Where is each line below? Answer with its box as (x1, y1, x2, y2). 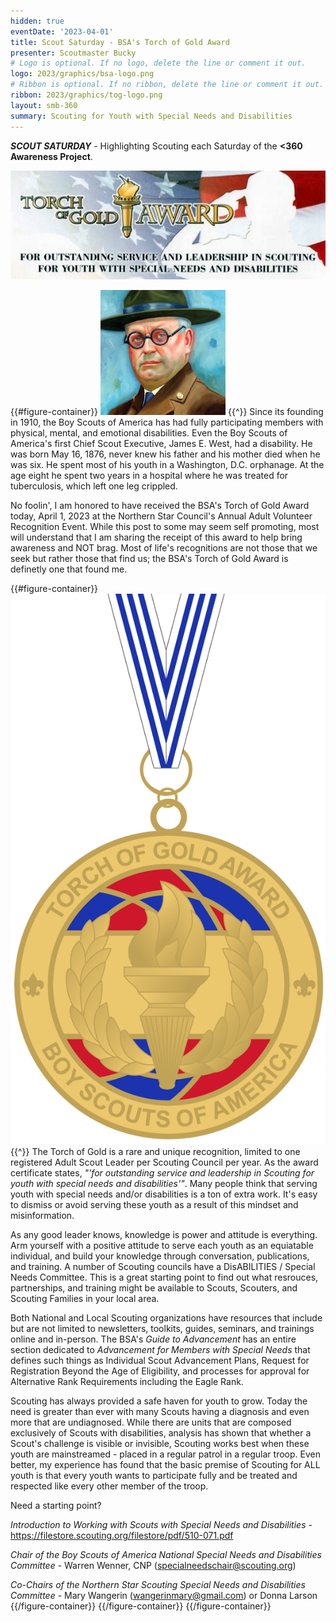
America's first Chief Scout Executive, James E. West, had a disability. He (10, 438, 313, 449)
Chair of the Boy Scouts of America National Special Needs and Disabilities (10, 1548, 322, 1560)
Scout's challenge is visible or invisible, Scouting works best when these (10, 1437, 310, 1449)
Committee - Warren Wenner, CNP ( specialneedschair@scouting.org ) (10, 1559, 297, 1571)
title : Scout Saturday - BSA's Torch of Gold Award (10, 37, 230, 47)
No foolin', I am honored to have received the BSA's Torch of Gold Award (10, 500, 310, 511)
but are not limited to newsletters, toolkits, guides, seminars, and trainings (10, 1322, 315, 1334)
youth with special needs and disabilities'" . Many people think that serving (10, 1177, 318, 1189)
